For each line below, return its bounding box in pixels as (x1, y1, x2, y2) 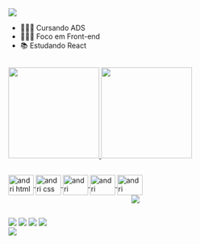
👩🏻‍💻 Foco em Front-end (19, 32, 101, 41)
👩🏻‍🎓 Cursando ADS (19, 23, 86, 32)
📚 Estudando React (19, 40, 87, 50)
